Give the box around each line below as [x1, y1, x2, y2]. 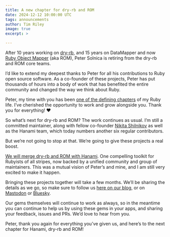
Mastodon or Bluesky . [5, 190, 51, 196]
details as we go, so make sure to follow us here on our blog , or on [5, 185, 145, 191]
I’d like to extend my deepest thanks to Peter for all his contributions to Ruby [5, 70, 165, 76]
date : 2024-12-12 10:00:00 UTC [5, 12, 72, 17]
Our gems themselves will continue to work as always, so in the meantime [5, 200, 160, 206]
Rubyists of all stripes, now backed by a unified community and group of [5, 159, 158, 165]
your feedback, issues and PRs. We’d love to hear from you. [5, 211, 131, 217]
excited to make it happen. [5, 169, 61, 175]
